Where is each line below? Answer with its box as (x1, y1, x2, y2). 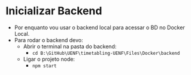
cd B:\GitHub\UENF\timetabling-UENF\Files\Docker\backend (32, 50, 180, 56)
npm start (32, 62, 57, 69)
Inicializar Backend (5, 4, 102, 18)
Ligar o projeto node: (23, 55, 75, 62)
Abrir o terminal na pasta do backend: (23, 43, 117, 50)
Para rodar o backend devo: (14, 36, 83, 43)
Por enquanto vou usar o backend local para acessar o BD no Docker (14, 24, 185, 31)
